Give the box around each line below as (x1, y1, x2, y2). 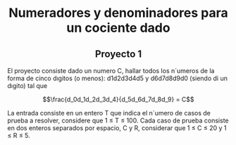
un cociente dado (66, 20, 170, 36)
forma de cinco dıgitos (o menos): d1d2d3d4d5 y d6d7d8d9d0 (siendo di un (7, 74, 228, 82)
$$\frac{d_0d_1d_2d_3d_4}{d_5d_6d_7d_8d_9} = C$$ (42, 95, 195, 103)
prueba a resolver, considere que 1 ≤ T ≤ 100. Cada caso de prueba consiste (7, 116, 229, 125)
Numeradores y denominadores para (8, 5, 229, 21)
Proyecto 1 (94, 48, 142, 60)
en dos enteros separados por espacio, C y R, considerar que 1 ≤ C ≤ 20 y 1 (7, 124, 227, 132)
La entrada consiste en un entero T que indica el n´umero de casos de (7, 109, 211, 117)
